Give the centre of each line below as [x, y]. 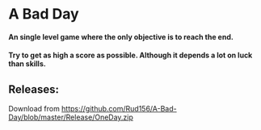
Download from [34, 109]
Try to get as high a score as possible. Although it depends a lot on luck [130, 55]
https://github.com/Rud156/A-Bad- [119, 109]
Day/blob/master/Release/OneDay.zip [71, 117]
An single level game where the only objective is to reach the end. [121, 36]
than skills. [27, 64]
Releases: [34, 89]
